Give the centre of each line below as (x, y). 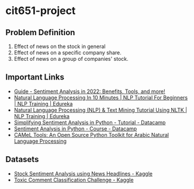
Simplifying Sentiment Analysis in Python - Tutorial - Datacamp (90, 122)
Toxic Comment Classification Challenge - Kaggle (74, 180)
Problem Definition (40, 32)
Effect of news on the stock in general (60, 46)
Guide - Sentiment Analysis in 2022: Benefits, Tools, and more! (89, 91)
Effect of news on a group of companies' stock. (71, 59)
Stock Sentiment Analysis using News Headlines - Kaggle (83, 173)
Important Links (35, 77)
